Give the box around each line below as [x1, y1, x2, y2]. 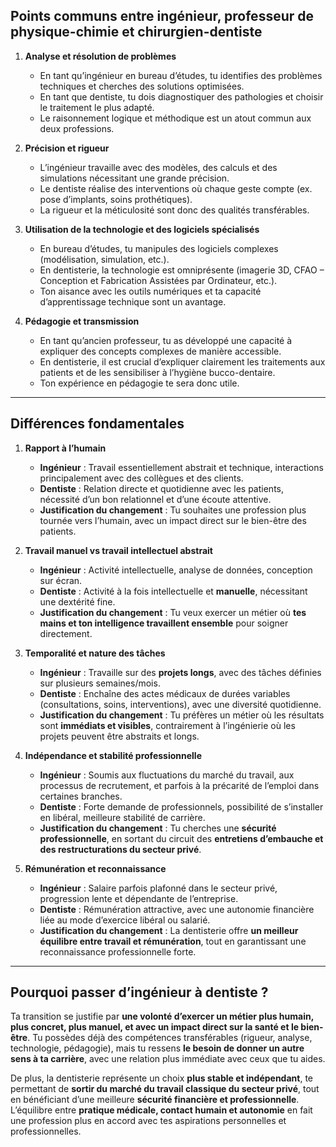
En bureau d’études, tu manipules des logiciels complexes [39, 242, 279, 254]
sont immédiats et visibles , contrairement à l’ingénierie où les [39, 719, 296, 731]
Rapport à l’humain [24, 442, 107, 454]
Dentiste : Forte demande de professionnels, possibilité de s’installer [39, 800, 324, 813]
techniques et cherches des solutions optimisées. [39, 80, 245, 92]
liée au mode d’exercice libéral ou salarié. [39, 914, 211, 926]
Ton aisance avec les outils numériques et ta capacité [39, 285, 262, 297]
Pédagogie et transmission [24, 315, 140, 327]
